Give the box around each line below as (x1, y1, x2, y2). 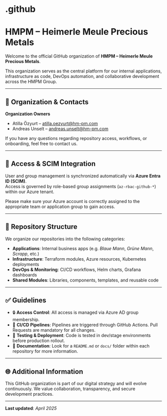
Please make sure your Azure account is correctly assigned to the (5, 198, 140, 204)
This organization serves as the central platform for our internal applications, (5, 68, 162, 74)
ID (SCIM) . (5, 178, 27, 184)
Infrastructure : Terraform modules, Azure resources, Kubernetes (12, 256, 147, 262)
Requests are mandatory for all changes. (12, 327, 96, 333)
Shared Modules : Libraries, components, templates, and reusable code (12, 277, 159, 283)
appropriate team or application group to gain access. (5, 204, 115, 209)
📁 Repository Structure (5, 222, 78, 231)
